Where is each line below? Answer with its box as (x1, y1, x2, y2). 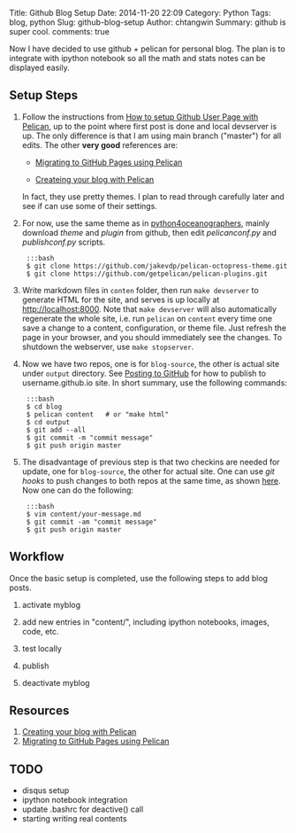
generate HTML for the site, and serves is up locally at (21, 294, 220, 305)
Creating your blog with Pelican (21, 727, 137, 737)
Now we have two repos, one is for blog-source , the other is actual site (21, 358, 280, 369)
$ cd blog (26, 402, 63, 411)
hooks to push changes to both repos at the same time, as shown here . (21, 475, 281, 486)
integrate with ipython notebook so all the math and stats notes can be (9, 53, 266, 63)
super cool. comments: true (9, 27, 110, 36)
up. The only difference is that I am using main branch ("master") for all (21, 130, 282, 141)
